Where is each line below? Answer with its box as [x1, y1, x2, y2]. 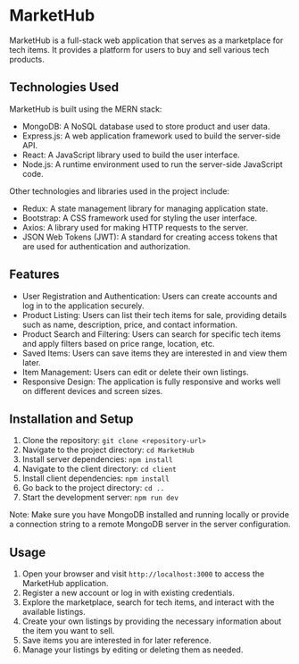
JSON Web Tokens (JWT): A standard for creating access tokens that [21, 231, 278, 242]
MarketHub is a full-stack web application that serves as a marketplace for [9, 35, 284, 46]
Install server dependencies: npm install [21, 454, 173, 465]
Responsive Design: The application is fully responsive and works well [21, 376, 281, 387]
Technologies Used [9, 80, 119, 95]
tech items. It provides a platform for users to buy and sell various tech [9, 44, 270, 55]
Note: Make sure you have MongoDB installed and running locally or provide [9, 509, 290, 520]
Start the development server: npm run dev [21, 492, 179, 503]
